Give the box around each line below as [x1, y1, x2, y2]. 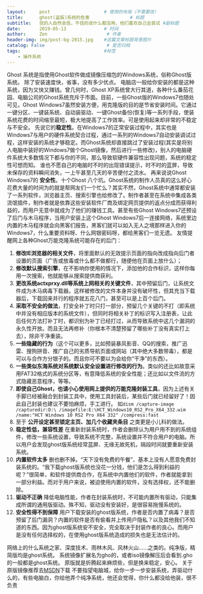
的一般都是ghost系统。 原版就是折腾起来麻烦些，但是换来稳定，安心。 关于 [7, 558, 193, 566]
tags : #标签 [7, 48, 116, 54]
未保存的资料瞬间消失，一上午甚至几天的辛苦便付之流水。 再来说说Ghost [7, 169, 187, 176]
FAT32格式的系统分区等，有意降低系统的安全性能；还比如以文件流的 [20, 370, 190, 377]
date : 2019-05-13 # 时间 [7, 25, 119, 32]
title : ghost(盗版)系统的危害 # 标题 [7, 14, 145, 20]
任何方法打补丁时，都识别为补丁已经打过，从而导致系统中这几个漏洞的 [20, 317, 195, 324]
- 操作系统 [17, 54, 42, 60]
